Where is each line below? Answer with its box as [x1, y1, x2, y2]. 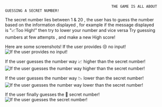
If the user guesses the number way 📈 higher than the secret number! [5, 59, 146, 64]
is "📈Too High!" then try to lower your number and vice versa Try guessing [5, 28, 156, 33]
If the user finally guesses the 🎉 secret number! [5, 92, 100, 97]
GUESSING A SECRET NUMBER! [5, 8, 60, 13]
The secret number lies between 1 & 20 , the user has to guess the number [5, 17, 154, 22]
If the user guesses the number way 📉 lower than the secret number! [5, 75, 144, 81]
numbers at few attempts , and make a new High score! [5, 34, 115, 40]
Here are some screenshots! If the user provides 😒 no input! [5, 44, 126, 49]
